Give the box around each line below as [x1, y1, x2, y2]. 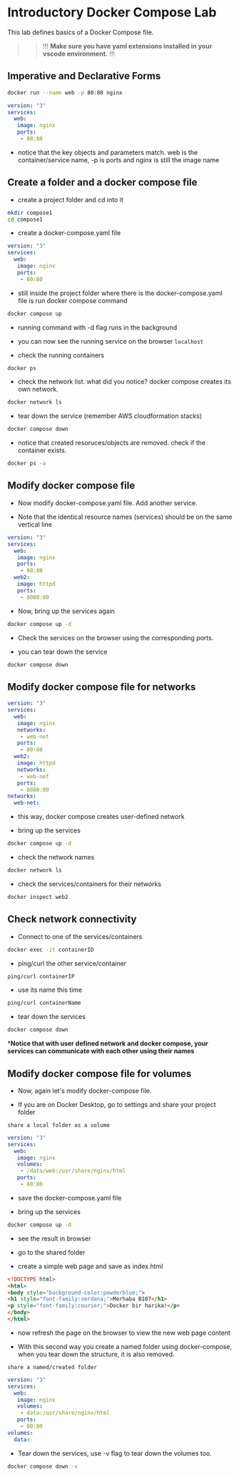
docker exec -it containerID [7, 946, 94, 953]
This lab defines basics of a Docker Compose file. [7, 28, 154, 36]
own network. [17, 385, 59, 394]
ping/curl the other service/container [17, 959, 127, 968]
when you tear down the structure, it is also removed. [17, 1350, 175, 1358]
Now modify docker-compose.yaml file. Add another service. [17, 498, 198, 507]
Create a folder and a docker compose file [7, 176, 198, 189]
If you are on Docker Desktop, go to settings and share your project [17, 1100, 216, 1108]
